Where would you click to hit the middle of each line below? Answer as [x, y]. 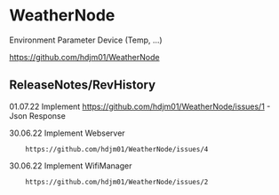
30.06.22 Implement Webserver [68, 133]
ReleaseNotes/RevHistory [83, 85]
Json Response [38, 115]
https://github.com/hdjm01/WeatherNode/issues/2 [117, 182]
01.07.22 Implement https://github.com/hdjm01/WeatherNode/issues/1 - [140, 106]
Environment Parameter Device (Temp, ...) [86, 40]
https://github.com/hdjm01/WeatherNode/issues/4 [117, 149]
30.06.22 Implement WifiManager [71, 166]
